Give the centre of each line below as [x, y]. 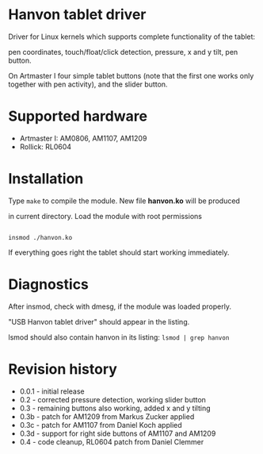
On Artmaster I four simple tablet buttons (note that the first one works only [131, 75]
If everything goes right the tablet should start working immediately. [119, 252]
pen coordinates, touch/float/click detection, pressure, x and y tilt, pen [123, 52]
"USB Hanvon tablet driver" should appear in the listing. [99, 321]
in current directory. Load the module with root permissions [105, 216]
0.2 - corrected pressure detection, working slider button [112, 399]
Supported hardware [78, 116]
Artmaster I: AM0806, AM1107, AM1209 [83, 138]
